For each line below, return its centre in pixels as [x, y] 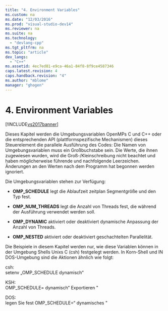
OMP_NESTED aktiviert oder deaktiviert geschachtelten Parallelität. [82, 237]
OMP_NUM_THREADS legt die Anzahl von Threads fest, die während [84, 206]
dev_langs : [17, 57]
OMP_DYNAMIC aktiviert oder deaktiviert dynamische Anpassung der [86, 221]
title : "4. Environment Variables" [43, 10]
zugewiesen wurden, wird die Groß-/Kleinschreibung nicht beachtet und [80, 155]
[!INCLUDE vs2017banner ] [32, 124]
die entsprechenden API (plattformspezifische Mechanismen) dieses [76, 139]
